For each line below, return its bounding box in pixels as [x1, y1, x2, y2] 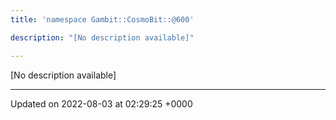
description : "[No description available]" [10, 32, 195, 43]
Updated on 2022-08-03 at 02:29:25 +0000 [10, 97, 193, 110]
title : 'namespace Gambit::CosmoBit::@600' [10, 14, 195, 25]
